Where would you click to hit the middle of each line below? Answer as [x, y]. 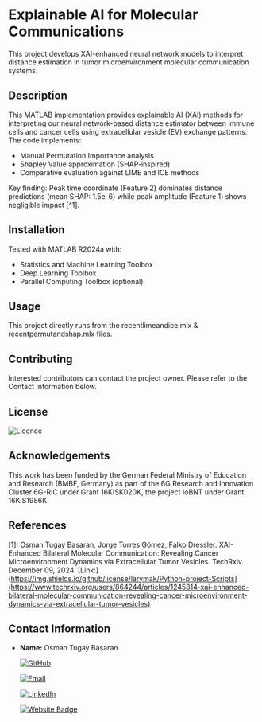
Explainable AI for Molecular [103, 15]
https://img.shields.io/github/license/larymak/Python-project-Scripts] [124, 578]
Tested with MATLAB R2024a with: [65, 249]
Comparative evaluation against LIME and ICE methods [110, 172]
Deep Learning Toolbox [58, 273]
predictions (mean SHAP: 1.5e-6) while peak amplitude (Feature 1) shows [127, 196]
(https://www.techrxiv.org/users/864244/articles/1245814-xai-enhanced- [129, 587]
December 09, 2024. [42, 570]
